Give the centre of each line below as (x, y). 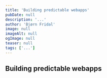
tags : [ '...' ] (20, 48)
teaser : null (19, 43)
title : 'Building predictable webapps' (47, 10)
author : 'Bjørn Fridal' (30, 24)
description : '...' (26, 19)
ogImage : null (20, 39)
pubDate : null (20, 15)
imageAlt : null (21, 34)
